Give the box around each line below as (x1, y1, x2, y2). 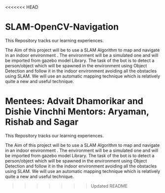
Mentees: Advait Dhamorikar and (5, 96, 144, 107)
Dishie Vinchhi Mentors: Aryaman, (5, 106, 149, 117)
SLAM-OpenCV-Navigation (5, 22, 119, 32)
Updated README (91, 183, 128, 189)
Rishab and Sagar (5, 116, 79, 128)
